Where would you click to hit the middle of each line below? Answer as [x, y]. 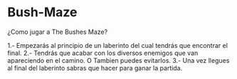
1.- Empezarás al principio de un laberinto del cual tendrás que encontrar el [117, 45]
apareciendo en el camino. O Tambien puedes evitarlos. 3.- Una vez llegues [118, 60]
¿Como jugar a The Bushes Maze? [58, 32]
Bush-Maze [42, 12]
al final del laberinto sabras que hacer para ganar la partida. [95, 68]
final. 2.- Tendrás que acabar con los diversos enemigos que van [103, 53]
